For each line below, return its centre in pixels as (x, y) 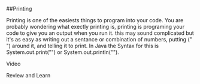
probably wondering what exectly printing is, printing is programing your (95, 27)
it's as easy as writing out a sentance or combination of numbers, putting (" (99, 39)
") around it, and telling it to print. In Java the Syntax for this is (83, 46)
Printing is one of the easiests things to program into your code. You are (95, 20)
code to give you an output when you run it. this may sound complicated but (100, 33)
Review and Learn (28, 75)
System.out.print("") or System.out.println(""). (63, 52)
